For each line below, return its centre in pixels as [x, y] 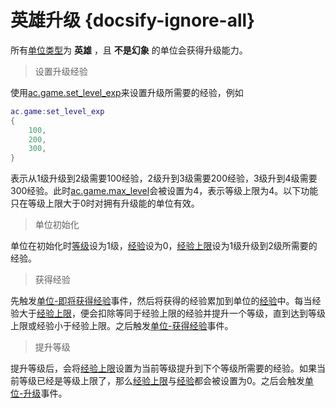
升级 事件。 [45, 393]
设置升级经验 [61, 71]
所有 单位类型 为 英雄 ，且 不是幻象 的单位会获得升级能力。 [129, 50]
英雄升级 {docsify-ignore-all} [133, 20]
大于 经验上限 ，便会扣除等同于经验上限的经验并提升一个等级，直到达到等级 [172, 313]
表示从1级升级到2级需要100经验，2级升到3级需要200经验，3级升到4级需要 [164, 178]
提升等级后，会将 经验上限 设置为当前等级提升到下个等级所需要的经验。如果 [163, 368]
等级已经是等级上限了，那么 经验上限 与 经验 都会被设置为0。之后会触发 [161, 381]
